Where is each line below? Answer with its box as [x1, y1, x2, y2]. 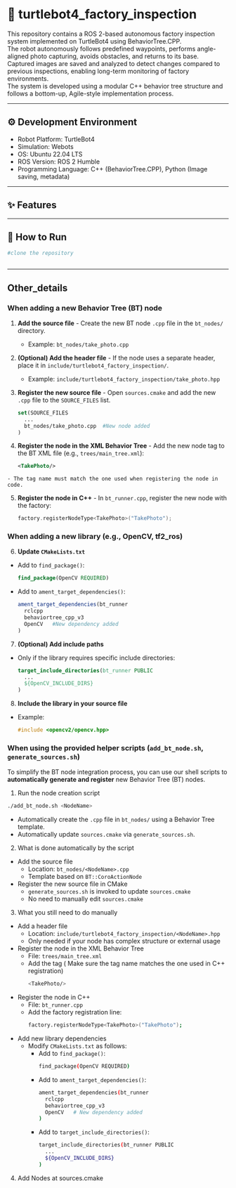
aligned [7, 52, 29, 60]
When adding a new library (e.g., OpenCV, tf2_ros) [7, 532, 183, 542]
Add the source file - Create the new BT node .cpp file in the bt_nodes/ [17, 319, 223, 327]
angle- [197, 44, 216, 53]
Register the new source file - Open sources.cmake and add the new [17, 388, 216, 396]
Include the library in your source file [17, 699, 128, 708]
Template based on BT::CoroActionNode [27, 873, 143, 881]
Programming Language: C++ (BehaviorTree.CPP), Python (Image [17, 164, 208, 173]
